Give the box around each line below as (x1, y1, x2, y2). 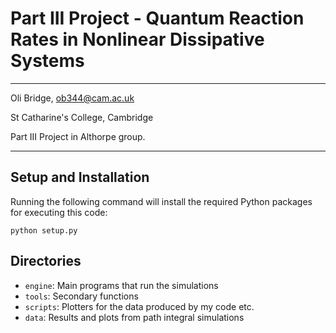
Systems (10, 50, 85, 72)
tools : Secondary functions (24, 290, 139, 302)
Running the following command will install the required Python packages (10, 195, 313, 207)
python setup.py (10, 225, 78, 236)
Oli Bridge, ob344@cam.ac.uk (10, 92, 135, 104)
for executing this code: (10, 206, 108, 218)
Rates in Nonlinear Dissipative (10, 28, 265, 51)
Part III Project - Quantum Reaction (10, 7, 305, 30)
